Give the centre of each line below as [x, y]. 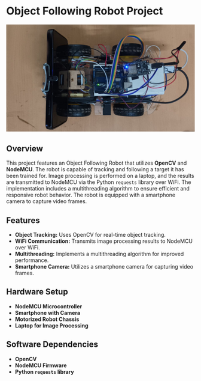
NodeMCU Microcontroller [48, 306]
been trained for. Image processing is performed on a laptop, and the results [100, 176]
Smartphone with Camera [48, 312]
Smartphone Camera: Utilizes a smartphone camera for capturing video [104, 267]
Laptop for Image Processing [51, 325]
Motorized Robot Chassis [47, 319]
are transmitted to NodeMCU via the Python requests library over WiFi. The [99, 182]
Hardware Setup [37, 292]
